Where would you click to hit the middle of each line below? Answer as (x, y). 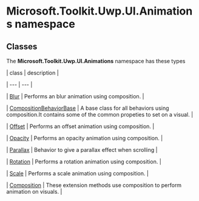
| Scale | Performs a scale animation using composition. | (77, 173)
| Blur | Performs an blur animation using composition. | (75, 96)
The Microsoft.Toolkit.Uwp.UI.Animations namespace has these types (96, 61)
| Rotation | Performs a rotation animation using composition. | (84, 162)
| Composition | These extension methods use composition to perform (94, 185)
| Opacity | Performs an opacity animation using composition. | (85, 138)
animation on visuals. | (34, 192)
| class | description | (32, 73)
